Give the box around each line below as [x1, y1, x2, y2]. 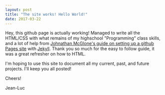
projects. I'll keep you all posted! [5, 66, 72, 72]
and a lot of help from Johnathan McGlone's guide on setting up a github [5, 41, 154, 47]
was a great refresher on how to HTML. [5, 51, 86, 57]
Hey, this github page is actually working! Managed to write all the [5, 30, 140, 36]
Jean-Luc [5, 85, 25, 91]
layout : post [5, 7, 32, 12]
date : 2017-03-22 [5, 16, 41, 21]
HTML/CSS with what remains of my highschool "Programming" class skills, [5, 35, 161, 41]
